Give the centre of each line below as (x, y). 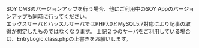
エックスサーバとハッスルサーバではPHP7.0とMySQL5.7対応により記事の (96, 24)
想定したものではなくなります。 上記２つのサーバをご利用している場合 (103, 31)
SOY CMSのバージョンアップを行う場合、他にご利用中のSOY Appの (90, 9)
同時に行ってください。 (61, 16)
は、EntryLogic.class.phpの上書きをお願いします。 (69, 39)
